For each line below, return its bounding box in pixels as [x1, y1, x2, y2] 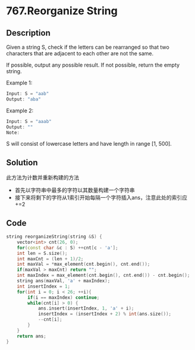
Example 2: [6, 107, 34, 114]
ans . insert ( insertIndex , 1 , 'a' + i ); [37, 305, 134, 311]
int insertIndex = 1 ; [17, 283, 70, 289]
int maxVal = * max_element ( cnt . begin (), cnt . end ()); [17, 261, 150, 267]
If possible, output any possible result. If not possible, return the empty [6, 61, 180, 68]
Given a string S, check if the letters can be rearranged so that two [6, 43, 169, 51]
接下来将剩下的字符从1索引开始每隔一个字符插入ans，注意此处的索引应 [14, 194, 188, 201]
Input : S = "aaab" [6, 118, 52, 124]
